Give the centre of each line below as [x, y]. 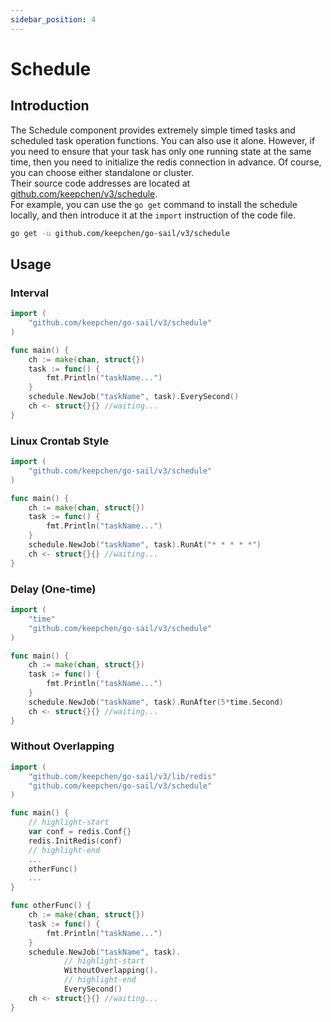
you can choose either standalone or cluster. [102, 172]
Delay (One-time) [53, 589]
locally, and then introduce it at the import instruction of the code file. [153, 215]
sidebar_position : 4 [53, 19]
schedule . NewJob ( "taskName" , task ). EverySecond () [134, 397]
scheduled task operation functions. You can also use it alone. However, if [163, 140]
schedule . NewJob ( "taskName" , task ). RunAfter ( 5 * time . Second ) [156, 702]
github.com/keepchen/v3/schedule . [84, 193]
